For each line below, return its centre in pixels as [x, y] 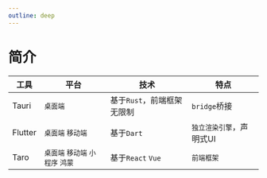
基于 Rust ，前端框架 [146, 100]
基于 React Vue [135, 157]
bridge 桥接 [212, 106]
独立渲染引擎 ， [216, 126]
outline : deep [32, 15]
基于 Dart [126, 133]
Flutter [25, 132]
